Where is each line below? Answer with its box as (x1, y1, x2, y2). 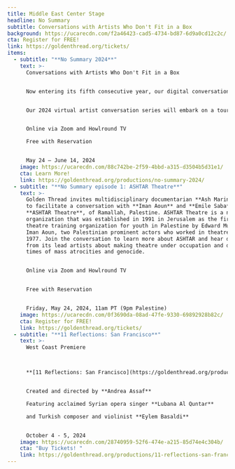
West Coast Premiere (25, 344, 86, 351)
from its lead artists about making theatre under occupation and (25, 242, 224, 249)
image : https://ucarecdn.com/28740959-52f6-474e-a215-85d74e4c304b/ (20, 438, 224, 446)
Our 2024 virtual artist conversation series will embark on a (25, 107, 215, 114)
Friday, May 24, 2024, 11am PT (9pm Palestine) (25, 305, 168, 312)
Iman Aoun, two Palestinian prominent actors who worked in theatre (25, 229, 230, 236)
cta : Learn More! (20, 170, 71, 177)
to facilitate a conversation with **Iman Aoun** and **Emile (25, 203, 211, 210)
